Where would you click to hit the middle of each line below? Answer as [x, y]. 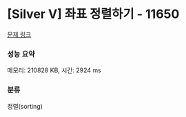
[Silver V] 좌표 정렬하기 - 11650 [93, 14]
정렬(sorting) [25, 106]
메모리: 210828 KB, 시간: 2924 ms [54, 70]
